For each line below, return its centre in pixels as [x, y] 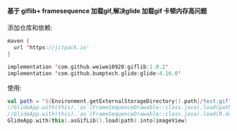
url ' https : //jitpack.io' [52, 48]
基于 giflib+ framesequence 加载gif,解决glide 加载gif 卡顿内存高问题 [107, 11]
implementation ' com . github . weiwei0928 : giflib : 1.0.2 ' [88, 67]
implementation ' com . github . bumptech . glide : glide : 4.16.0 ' [94, 73]
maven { [19, 41]
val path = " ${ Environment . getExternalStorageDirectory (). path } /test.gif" [120, 101]
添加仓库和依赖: [30, 27]
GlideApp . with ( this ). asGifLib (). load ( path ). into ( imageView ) [98, 121]
